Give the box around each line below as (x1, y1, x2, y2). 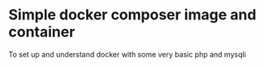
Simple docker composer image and (8, 6, 257, 24)
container (8, 23, 76, 41)
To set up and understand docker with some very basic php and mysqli (8, 49, 246, 59)
